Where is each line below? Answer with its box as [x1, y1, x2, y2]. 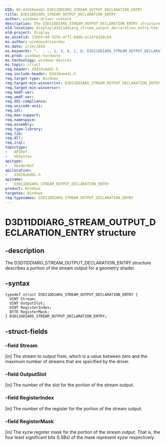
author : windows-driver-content [5, 16, 72, 21]
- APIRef [5, 149, 28, 154]
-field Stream [5, 342, 38, 349]
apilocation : [5, 168, 32, 173]
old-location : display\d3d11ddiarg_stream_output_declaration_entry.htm [5, 26, 158, 31]
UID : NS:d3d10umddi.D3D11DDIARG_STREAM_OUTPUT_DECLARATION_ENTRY [5, 7, 142, 12]
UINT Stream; [9, 297, 37, 301]
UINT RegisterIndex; [9, 305, 52, 310]
